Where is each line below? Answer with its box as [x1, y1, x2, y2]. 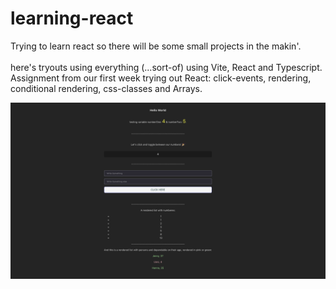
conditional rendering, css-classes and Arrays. [10, 82, 203, 94]
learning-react [10, 7, 134, 30]
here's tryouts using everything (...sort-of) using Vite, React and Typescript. [10, 61, 323, 73]
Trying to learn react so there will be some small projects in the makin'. [10, 40, 302, 52]
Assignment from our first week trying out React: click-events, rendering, [10, 72, 312, 84]
